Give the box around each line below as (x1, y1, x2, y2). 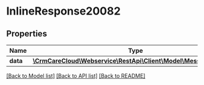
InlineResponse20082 (6, 4, 121, 18)
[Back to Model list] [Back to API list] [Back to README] (6, 72, 146, 80)
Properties (6, 29, 47, 39)
